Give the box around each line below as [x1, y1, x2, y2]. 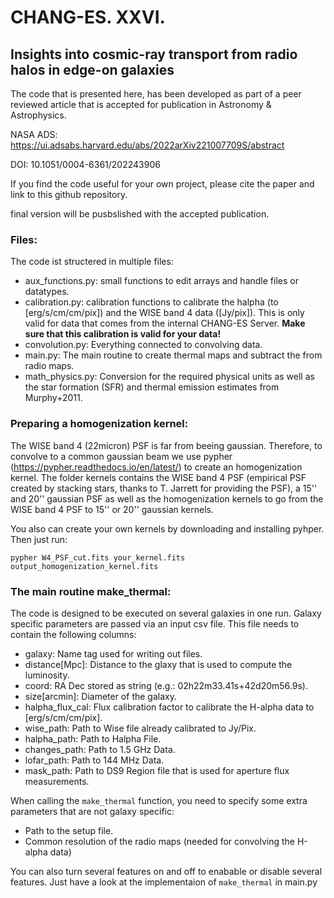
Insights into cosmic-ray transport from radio [10, 46, 298, 63]
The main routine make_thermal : [10, 584, 172, 598]
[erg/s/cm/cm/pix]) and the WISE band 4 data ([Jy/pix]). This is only [24, 307, 305, 319]
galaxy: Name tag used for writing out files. [24, 647, 203, 660]
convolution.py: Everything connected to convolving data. [24, 339, 263, 351]
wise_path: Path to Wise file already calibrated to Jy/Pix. [24, 722, 257, 734]
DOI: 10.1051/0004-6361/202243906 [10, 159, 161, 170]
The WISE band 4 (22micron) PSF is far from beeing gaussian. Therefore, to [10, 439, 323, 451]
